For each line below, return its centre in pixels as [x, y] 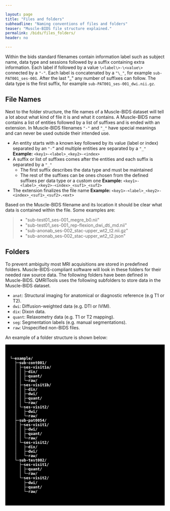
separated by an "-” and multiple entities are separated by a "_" [79, 148]
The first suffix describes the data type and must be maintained [86, 169]
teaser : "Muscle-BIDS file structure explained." [59, 28]
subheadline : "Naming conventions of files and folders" [67, 24]
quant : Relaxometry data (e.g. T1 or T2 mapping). [63, 317]
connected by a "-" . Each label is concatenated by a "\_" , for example [79, 73]
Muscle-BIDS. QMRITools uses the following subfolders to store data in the [83, 280]
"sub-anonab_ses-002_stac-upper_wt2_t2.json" [75, 236]
